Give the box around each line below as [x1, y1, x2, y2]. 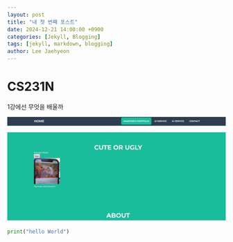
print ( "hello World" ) [7, 228, 70, 236]
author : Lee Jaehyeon [7, 48, 70, 55]
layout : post [7, 11, 45, 18]
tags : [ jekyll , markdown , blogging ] [7, 40, 113, 48]
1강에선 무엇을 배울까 [7, 102, 64, 111]
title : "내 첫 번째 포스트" [7, 18, 78, 26]
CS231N [7, 79, 55, 95]
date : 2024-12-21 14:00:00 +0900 [7, 26, 104, 33]
